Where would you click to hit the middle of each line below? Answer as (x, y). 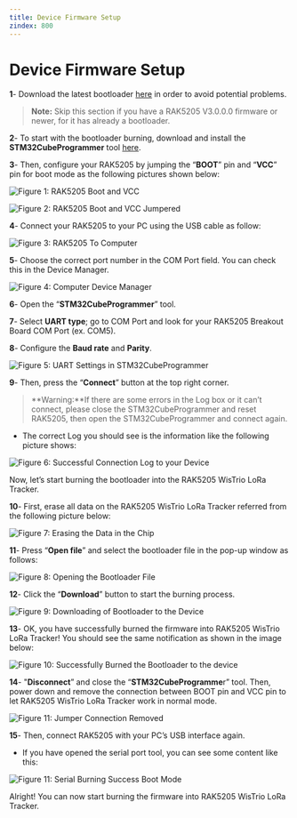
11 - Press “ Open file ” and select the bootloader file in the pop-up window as (149, 550)
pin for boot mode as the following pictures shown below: (115, 174)
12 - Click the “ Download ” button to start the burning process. (122, 594)
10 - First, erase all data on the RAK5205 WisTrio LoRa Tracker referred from (148, 507)
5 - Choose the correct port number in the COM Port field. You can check (143, 261)
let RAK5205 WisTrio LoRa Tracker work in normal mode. (113, 701)
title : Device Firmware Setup (65, 17)
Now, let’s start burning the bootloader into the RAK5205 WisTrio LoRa (138, 480)
